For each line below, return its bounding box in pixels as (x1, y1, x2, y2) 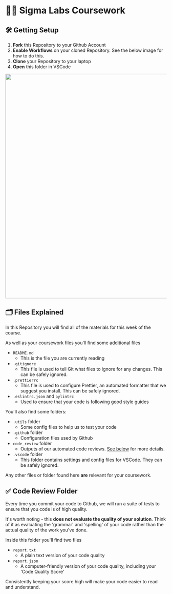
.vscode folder (12, 451, 43, 457)
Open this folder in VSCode (12, 64, 71, 70)
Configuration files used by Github (20, 434, 93, 441)
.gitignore (12, 361, 36, 366)
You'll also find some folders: (5, 408, 67, 414)
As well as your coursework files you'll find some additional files (5, 340, 141, 346)
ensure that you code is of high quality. (5, 506, 88, 512)
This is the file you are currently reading (20, 355, 105, 361)
